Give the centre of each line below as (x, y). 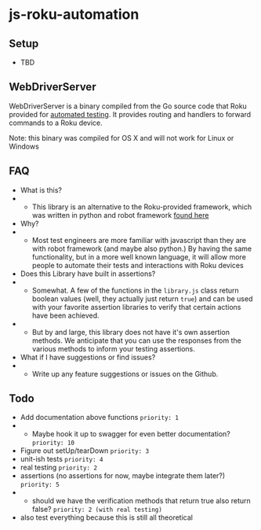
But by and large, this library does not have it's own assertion (131, 332)
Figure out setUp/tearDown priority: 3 (85, 451)
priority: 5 (40, 485)
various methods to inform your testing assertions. (113, 348)
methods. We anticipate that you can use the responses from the (136, 340)
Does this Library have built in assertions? (88, 274)
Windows (24, 146)
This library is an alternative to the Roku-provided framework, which (142, 207)
